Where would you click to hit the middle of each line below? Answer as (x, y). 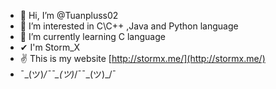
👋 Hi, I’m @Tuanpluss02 (69, 15)
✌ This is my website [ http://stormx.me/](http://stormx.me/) (142, 58)
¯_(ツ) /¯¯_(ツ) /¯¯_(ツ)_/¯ (68, 74)
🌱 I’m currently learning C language (92, 36)
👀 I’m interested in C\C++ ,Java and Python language (129, 26)
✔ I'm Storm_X (50, 47)
